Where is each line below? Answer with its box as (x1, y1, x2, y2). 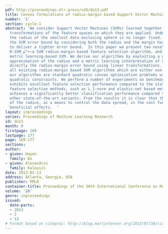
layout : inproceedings (5, 109, 52, 115)
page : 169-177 (5, 137, 35, 142)
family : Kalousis (9, 165, 46, 170)
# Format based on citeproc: (5, 221, 66, 226)
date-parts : (9, 202, 35, 207)
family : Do (9, 156, 32, 161)
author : (5, 147, 21, 152)
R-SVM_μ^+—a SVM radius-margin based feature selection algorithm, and (9, 49, 162, 54)
